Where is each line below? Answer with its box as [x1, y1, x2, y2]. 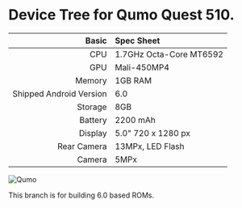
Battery [79, 114, 107, 125]
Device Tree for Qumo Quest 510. [8, 6, 235, 24]
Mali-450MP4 [115, 62, 169, 73]
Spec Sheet [115, 35, 161, 46]
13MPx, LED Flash [115, 140, 185, 151]
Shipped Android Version [12, 87, 107, 99]
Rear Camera [57, 140, 107, 151]
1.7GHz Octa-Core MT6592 [115, 49, 224, 60]
